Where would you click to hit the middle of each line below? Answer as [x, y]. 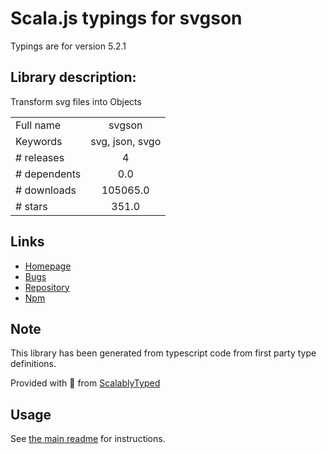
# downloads [46, 190]
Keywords [39, 141]
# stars [31, 206]
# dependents [48, 174]
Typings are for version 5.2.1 [68, 46]
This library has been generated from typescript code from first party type [163, 353]
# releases [40, 157]
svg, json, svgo [126, 141]
